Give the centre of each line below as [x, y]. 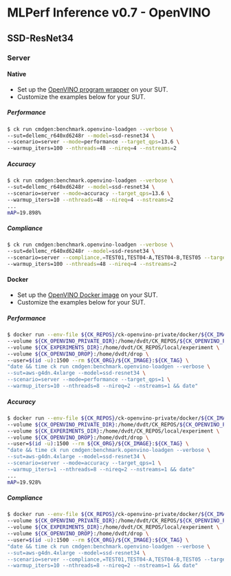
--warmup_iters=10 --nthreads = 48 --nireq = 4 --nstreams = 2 [90, 200]
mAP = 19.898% [24, 213]
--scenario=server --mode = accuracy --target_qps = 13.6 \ [89, 193]
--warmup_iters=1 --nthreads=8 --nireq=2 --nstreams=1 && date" [101, 469]
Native [17, 74]
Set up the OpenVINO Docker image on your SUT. [87, 295]
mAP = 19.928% [24, 482]
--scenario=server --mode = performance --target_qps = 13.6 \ [93, 142]
